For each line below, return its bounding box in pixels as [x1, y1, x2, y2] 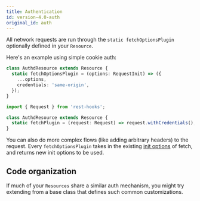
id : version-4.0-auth [6, 14, 60, 20]
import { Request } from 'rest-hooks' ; [6, 103, 106, 110]
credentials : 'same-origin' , [17, 82, 90, 88]
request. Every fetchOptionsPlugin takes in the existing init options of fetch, [6, 143, 193, 150]
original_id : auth [6, 20, 52, 26]
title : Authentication [6, 8, 63, 15]
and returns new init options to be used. [6, 149, 104, 156]
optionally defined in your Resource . [6, 42, 94, 49]
